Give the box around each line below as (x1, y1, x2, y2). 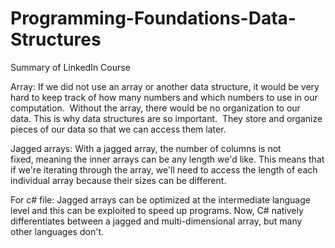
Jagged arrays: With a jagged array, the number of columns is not (10, 142, 282, 154)
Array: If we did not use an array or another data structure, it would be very (10, 80, 320, 92)
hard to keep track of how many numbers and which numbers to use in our (10, 91, 318, 103)
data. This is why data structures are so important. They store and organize (10, 112, 323, 124)
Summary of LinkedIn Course (10, 61, 131, 73)
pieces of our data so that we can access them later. (10, 123, 227, 135)
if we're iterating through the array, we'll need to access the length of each (10, 163, 318, 176)
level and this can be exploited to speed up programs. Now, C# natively (10, 204, 304, 216)
